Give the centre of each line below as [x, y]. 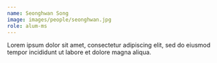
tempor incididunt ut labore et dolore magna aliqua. [79, 52]
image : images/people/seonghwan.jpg [59, 20]
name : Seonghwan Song [38, 13]
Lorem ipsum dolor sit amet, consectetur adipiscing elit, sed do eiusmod [109, 45]
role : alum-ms [27, 26]
